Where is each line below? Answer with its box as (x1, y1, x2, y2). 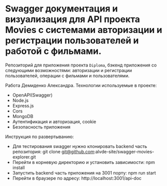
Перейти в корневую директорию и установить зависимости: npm (12, 159, 155, 165)
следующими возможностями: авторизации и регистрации (5, 67, 132, 73)
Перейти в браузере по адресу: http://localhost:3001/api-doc (12, 175, 141, 181)
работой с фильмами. (5, 45, 101, 57)
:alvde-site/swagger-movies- (94, 148, 154, 154)
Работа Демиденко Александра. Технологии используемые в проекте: (5, 82, 157, 88)
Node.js (12, 97, 29, 103)
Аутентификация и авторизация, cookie (12, 118, 96, 124)
